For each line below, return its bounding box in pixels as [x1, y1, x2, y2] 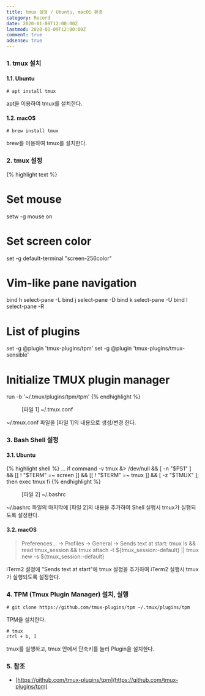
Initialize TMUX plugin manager [6, 373, 170, 387]
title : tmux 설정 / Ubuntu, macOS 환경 [6, 9, 103, 15]
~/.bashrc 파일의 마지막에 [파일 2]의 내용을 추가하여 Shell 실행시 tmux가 [6, 504, 180, 511]
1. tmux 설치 [6, 59, 42, 68]
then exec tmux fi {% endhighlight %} [6, 478, 101, 486]
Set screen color [6, 234, 92, 248]
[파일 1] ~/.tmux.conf [21, 406, 73, 413]
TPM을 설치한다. [6, 615, 46, 623]
